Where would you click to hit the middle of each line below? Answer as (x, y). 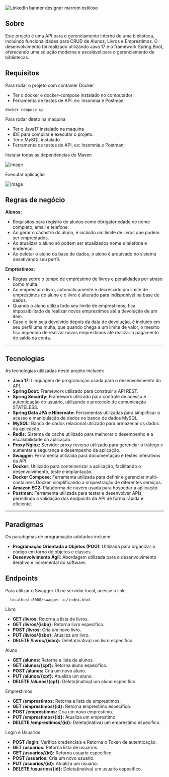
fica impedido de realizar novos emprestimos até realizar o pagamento (86, 333)
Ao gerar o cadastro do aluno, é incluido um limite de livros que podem (86, 233)
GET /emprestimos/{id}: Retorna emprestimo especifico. (72, 706)
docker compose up (24, 110)
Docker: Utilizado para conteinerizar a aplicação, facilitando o (77, 467)
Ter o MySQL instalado (36, 139)
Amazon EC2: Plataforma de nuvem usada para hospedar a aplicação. (86, 488)
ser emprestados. (31, 238)
